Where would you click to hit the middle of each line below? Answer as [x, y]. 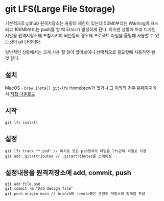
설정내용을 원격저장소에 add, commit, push [68, 173]
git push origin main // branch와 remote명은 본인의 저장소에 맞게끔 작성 [75, 194]
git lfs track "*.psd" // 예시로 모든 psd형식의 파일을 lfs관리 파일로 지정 [76, 151]
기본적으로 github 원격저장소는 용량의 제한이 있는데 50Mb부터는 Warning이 [77, 23]
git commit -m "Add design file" [39, 189]
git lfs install [22, 123]
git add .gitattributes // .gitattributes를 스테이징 [59, 156]
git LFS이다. [30, 41]
